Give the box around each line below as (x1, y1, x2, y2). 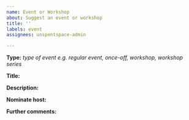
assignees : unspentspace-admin (6, 32, 86, 38)
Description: (6, 84, 39, 92)
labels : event (6, 26, 43, 32)
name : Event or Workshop (6, 9, 70, 15)
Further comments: (6, 108, 57, 115)
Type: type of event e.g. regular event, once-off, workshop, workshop (6, 54, 183, 61)
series (6, 61, 22, 68)
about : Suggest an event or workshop (6, 15, 103, 21)
